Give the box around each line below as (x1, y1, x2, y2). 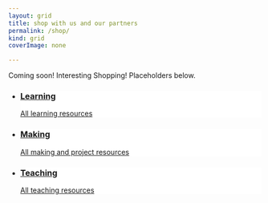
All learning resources (19, 109, 93, 119)
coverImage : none (8, 42, 67, 50)
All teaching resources (19, 185, 95, 195)
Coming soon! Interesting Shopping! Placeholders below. (8, 71, 196, 80)
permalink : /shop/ (8, 26, 70, 35)
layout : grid (8, 11, 52, 20)
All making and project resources (19, 147, 130, 156)
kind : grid (8, 34, 45, 43)
